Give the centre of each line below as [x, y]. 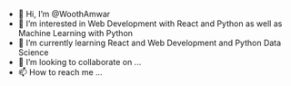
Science [33, 53]
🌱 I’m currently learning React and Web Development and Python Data [150, 43]
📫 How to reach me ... [60, 72]
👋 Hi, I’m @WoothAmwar [64, 14]
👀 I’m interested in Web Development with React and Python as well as [150, 24]
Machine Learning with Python [75, 33]
